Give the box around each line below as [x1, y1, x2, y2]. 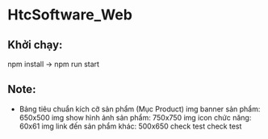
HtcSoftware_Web [7, 6, 132, 24]
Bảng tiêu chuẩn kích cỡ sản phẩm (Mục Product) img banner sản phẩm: [19, 103, 261, 114]
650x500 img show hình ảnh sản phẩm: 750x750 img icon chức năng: [19, 112, 252, 122]
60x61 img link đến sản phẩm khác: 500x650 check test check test [19, 121, 242, 131]
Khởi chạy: [7, 38, 63, 52]
